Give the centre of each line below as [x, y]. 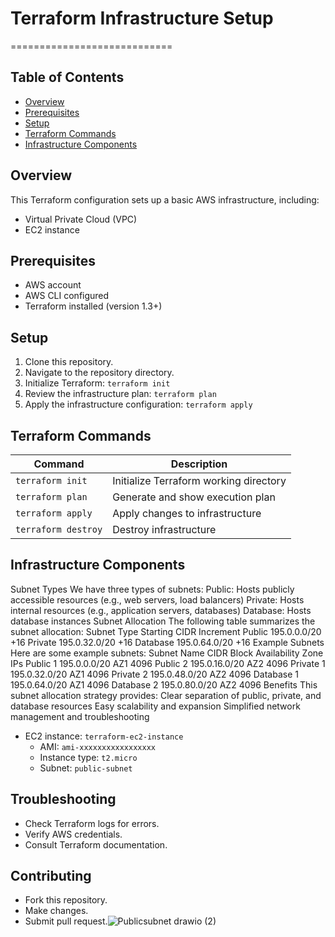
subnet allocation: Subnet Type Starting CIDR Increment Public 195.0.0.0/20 [166, 631]
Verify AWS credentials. [73, 834]
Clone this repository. [69, 362]
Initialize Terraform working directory [199, 480]
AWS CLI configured [67, 296]
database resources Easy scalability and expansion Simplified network [155, 706]
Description [199, 464]
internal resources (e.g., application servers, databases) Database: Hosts [161, 610]
